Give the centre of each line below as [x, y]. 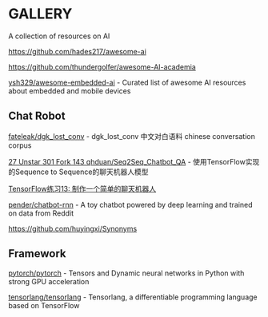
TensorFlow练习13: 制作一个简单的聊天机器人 [82, 188]
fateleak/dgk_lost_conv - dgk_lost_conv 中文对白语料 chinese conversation [132, 136]
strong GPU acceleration [49, 281]
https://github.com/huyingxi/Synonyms [73, 228]
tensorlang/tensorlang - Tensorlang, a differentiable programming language [133, 297]
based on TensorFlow [44, 305]
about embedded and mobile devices [70, 91]
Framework [37, 254]
